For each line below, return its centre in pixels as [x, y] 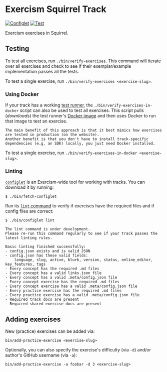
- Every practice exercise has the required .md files [63, 291]
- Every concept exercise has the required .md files [62, 282]
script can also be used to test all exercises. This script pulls [82, 110]
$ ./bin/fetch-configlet [31, 197]
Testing [17, 49]
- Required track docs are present [42, 300]
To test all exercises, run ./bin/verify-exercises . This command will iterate [83, 61]
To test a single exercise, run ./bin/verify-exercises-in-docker [71, 153]
